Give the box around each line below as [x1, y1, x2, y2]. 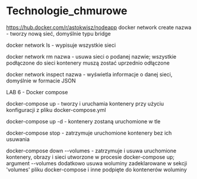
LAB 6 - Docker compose [6, 88, 68, 95]
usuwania [6, 135, 30, 143]
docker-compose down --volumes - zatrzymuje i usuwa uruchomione [6, 147, 177, 154]
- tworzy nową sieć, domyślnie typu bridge [6, 30, 111, 37]
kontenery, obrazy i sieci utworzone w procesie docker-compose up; [6, 153, 175, 161]
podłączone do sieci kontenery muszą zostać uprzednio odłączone [6, 59, 170, 66]
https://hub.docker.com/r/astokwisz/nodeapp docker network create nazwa [6, 24, 192, 31]
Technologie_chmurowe [6, 4, 128, 18]
